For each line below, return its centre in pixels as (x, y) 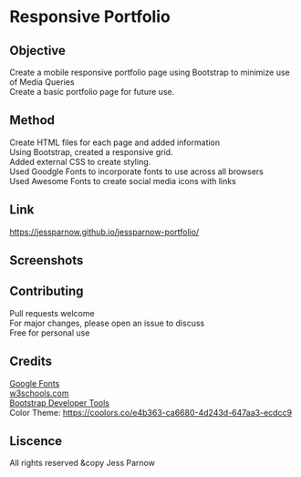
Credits (31, 362)
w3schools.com (40, 393)
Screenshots (47, 260)
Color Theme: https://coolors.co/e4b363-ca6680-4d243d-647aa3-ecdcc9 (151, 412)
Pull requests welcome (52, 313)
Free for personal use (50, 332)
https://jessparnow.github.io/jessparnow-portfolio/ (104, 232)
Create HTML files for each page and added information (115, 142)
